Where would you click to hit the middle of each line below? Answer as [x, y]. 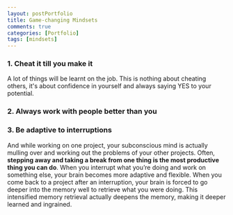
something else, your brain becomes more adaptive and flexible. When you [115, 175]
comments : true [29, 26]
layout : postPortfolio [40, 14]
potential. [21, 94]
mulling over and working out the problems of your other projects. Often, [111, 153]
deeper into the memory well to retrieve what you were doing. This [103, 189]
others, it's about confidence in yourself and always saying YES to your [110, 86]
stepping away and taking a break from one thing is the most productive [113, 160]
